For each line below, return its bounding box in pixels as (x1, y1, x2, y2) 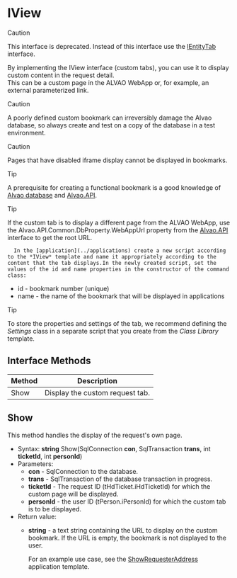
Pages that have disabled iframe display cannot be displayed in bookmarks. (7, 156, 228, 164)
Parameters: (17, 459, 54, 468)
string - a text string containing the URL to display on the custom (28, 526, 218, 534)
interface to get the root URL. (7, 233, 93, 242)
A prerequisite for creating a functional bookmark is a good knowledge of (7, 183, 221, 192)
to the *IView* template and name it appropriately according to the (7, 253, 217, 260)
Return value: (17, 512, 57, 521)
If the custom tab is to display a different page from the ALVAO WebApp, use (7, 218, 231, 227)
